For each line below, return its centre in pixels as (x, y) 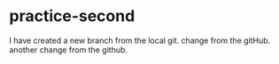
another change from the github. (69, 49)
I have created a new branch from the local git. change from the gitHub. (140, 40)
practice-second (72, 16)
